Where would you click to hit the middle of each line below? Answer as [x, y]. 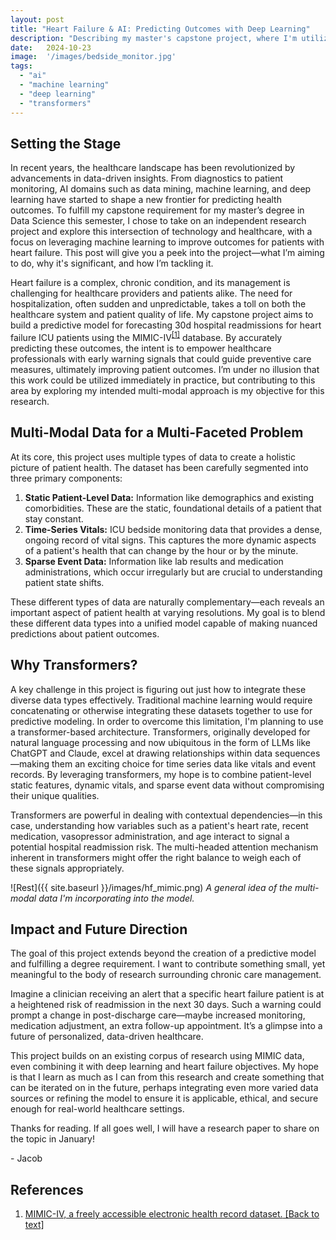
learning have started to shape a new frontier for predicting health [146, 200]
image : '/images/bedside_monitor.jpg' [93, 57]
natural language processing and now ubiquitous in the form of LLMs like [160, 742]
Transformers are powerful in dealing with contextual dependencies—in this [166, 815]
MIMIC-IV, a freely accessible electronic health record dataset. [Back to [172, 1214]
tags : [21, 66]
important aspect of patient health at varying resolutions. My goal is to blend [168, 612]
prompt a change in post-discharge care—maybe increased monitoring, [158, 1015]
